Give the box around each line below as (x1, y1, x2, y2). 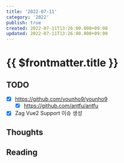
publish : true (6, 20, 42, 25)
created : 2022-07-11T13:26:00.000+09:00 (6, 25, 108, 31)
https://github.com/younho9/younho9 (14, 95, 108, 103)
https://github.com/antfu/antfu (23, 102, 98, 110)
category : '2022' (6, 14, 49, 20)
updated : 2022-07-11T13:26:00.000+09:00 (6, 31, 108, 37)
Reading (6, 148, 38, 158)
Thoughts (6, 127, 44, 137)
